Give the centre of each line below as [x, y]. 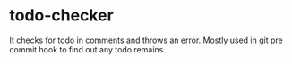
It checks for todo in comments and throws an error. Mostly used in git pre [146, 40]
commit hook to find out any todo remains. [87, 49]
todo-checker [61, 16]
